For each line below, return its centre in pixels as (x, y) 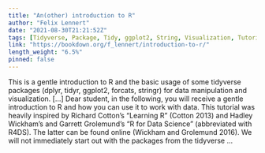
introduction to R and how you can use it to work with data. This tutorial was (131, 106)
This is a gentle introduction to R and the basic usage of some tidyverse (125, 82)
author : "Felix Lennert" (49, 23)
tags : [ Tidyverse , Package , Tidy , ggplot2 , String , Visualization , (121, 37)
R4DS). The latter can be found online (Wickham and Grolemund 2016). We (130, 132)
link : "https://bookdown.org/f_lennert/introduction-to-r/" (109, 45)
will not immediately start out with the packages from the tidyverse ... (121, 140)
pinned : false (32, 60)
